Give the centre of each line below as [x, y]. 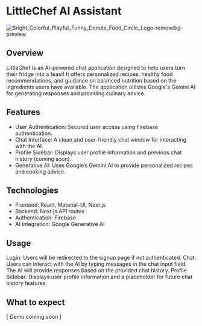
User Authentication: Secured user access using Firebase [87, 127]
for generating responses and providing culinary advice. [76, 93]
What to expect [36, 302]
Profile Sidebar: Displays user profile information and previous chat [98, 152]
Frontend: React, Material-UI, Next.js [60, 205]
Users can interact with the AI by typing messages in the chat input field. [96, 264]
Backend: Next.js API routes [49, 212]
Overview [25, 53]
